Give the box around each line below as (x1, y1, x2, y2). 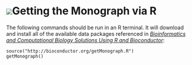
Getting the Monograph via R (12, 4, 157, 18)
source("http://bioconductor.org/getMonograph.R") (6, 48, 134, 54)
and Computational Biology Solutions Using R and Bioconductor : (6, 36, 165, 44)
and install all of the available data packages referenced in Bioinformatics (6, 30, 186, 37)
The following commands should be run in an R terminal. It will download (6, 24, 184, 31)
